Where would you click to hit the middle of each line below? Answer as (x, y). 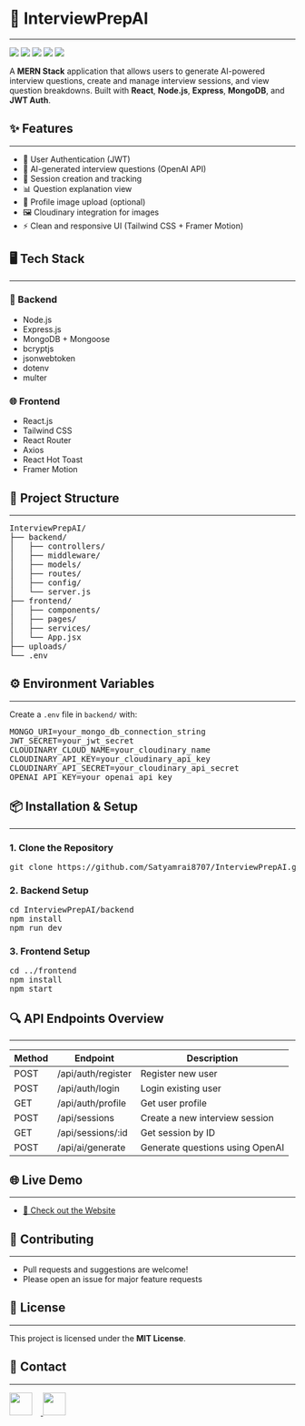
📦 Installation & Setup (74, 807)
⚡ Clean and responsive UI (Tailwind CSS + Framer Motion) (133, 226)
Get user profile (173, 1103)
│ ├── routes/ (45, 573)
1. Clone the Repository (61, 847)
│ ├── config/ (45, 582)
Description (212, 1058)
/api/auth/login (89, 1088)
